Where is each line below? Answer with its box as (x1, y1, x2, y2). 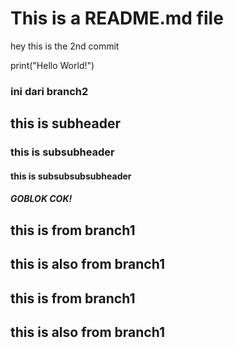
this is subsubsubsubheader (10, 170, 132, 182)
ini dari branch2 (10, 84, 89, 98)
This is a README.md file (10, 7, 224, 30)
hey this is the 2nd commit (10, 40, 120, 52)
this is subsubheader (10, 145, 115, 159)
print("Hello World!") (10, 59, 95, 71)
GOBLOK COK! (10, 193, 73, 205)
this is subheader (10, 115, 122, 132)
